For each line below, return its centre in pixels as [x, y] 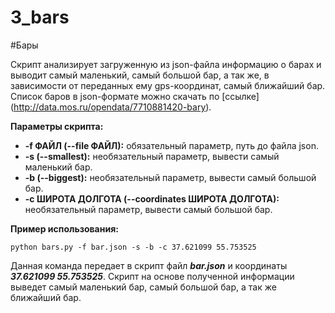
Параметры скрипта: [57, 126]
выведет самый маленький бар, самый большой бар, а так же [143, 287]
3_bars [40, 17]
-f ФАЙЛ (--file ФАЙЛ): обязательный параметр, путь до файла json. [171, 145]
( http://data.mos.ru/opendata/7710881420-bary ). [111, 107]
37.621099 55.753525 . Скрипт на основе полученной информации [152, 276]
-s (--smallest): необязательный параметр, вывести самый [152, 156]
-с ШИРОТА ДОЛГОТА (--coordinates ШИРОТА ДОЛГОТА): [152, 198]
